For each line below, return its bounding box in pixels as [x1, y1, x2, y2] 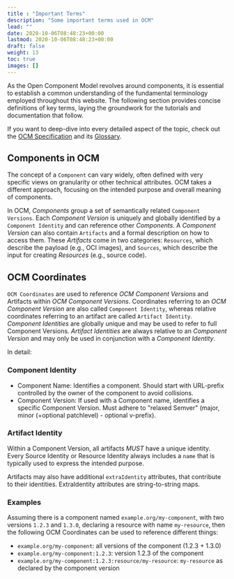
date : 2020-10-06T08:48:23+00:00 [7, 29, 104, 37]
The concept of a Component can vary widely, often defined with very [7, 170, 203, 179]
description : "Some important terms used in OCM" [7, 17, 155, 24]
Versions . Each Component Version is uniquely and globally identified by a [7, 214, 221, 222]
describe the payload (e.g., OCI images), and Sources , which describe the [7, 244, 218, 252]
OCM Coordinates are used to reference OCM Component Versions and [7, 290, 209, 298]
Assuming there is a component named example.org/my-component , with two [7, 513, 224, 522]
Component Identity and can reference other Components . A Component [7, 221, 216, 230]
